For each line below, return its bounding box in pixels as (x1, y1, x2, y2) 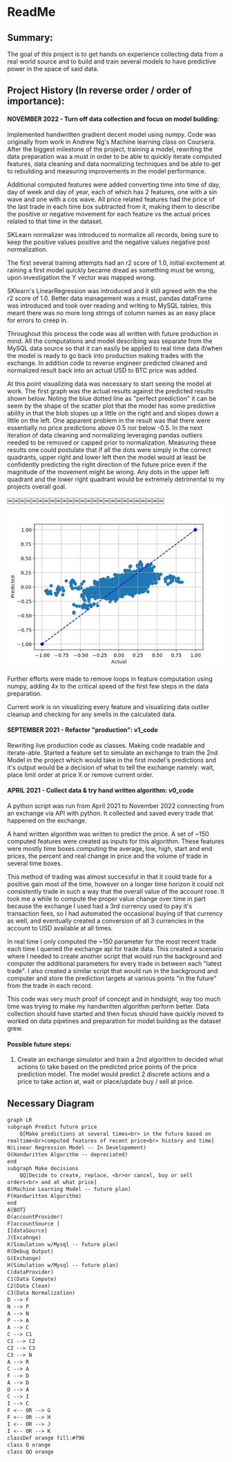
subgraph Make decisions (7, 1165, 79, 1172)
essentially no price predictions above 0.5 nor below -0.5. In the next (7, 423, 203, 432)
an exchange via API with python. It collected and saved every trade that (7, 809, 213, 817)
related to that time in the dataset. (7, 217, 104, 225)
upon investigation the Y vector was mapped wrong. (7, 273, 156, 281)
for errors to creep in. (7, 316, 68, 324)
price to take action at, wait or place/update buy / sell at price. (17, 1078, 195, 1086)
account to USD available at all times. (7, 924, 113, 932)
